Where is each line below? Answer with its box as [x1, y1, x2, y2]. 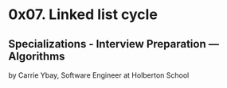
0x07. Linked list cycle [8, 6, 158, 24]
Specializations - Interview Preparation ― [8, 37, 219, 51]
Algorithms [8, 49, 65, 63]
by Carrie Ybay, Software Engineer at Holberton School [8, 71, 190, 80]
